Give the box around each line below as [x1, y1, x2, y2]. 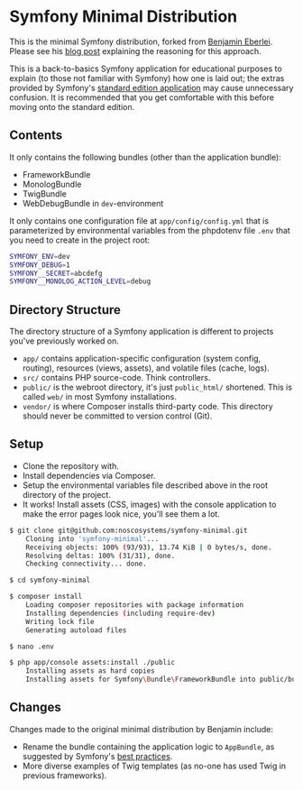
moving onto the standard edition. [9, 101, 135, 112]
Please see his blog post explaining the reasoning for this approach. [9, 45, 262, 56]
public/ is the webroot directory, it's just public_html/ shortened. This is [22, 381, 293, 393]
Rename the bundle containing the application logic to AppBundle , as [22, 741, 275, 752]
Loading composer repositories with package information [25, 601, 244, 610]
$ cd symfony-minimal [9, 575, 91, 585]
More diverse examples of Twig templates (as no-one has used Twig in [22, 760, 287, 771]
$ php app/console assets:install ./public [9, 658, 176, 667]
